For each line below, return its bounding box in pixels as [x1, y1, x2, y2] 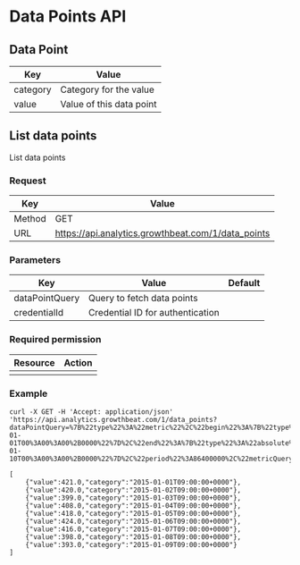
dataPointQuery [13, 292, 80, 305]
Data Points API [9, 6, 127, 27]
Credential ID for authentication [87, 307, 221, 319]
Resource [13, 356, 55, 368]
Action [63, 356, 93, 368]
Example [9, 387, 48, 400]
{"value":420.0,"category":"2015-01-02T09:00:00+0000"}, [25, 485, 242, 494]
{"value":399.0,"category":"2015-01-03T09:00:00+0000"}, [25, 493, 242, 502]
